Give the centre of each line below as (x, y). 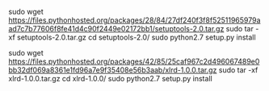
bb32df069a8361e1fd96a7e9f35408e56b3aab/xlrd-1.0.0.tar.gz (113, 70)
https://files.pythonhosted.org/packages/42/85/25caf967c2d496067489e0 (134, 61)
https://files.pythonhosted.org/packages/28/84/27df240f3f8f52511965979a (134, 20)
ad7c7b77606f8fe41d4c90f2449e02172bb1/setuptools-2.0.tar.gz (116, 29)
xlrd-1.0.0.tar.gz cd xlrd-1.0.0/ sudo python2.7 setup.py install (110, 79)
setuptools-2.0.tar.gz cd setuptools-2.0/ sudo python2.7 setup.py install (137, 37)
